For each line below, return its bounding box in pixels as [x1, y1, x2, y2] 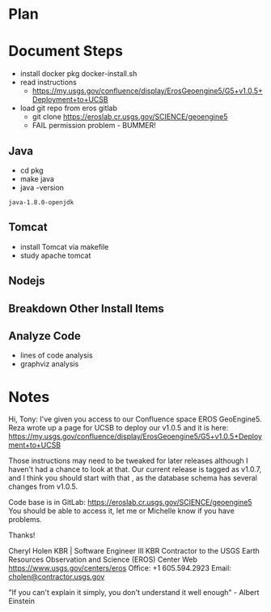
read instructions [19, 78, 77, 88]
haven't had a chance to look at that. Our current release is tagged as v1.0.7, [8, 464, 262, 474]
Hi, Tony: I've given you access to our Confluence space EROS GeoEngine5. [8, 414, 262, 424]
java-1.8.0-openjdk [8, 198, 74, 207]
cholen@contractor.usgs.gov [8, 572, 105, 582]
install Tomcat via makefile [19, 242, 109, 251]
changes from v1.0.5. [8, 481, 78, 491]
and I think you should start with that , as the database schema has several [8, 473, 257, 483]
